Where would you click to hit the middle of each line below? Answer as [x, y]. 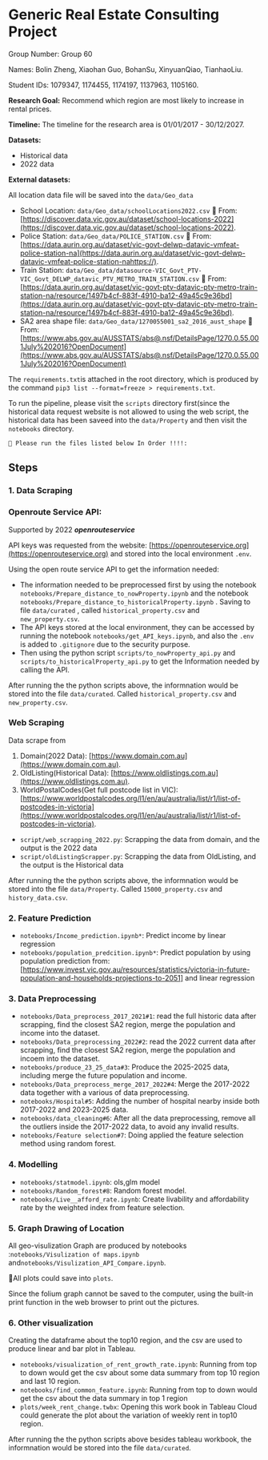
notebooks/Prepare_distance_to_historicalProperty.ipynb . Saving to [135, 601]
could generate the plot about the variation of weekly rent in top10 [128, 1415]
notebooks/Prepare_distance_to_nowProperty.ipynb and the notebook [134, 593]
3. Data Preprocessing [52, 999]
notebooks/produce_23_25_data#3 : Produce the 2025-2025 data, [125, 1067]
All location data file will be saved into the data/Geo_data [101, 195]
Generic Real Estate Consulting [114, 15]
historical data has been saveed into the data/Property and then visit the [128, 420]
